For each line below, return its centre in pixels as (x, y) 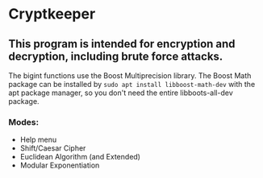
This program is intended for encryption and (122, 44)
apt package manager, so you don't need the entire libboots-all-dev (121, 93)
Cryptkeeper (52, 14)
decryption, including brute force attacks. (116, 56)
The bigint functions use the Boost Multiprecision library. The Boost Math (130, 76)
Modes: (23, 122)
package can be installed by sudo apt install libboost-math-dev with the (132, 84)
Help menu (38, 140)
